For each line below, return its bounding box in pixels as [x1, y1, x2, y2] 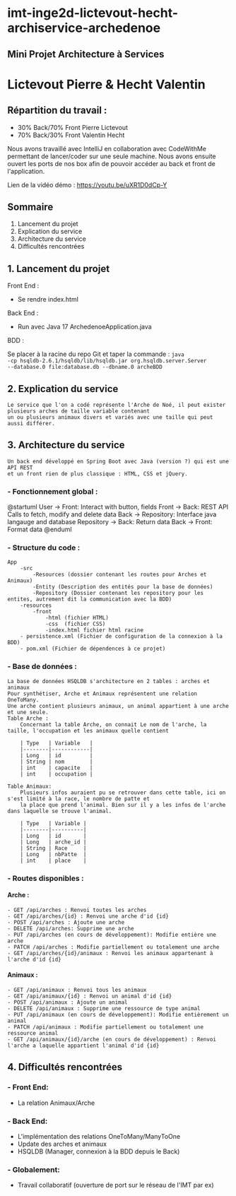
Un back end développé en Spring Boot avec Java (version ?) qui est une [7, 458, 230, 465]
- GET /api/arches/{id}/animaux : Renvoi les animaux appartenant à [7, 949, 213, 957]
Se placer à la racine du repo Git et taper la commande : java [7, 350, 185, 358]
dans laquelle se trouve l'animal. [7, 807, 112, 815]
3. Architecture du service [7, 439, 125, 451]
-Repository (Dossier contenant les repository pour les [33, 590, 203, 597]
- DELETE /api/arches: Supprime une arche [7, 925, 134, 932]
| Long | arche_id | [20, 839, 87, 846]
